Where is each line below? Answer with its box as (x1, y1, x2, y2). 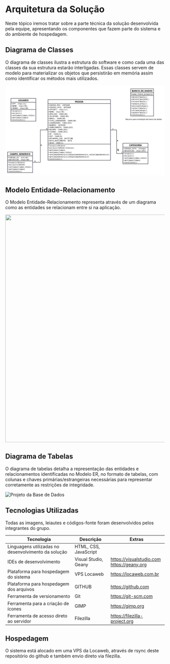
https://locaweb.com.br (110, 571, 159, 577)
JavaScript (74, 549, 97, 555)
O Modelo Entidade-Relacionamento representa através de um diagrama (5, 199, 156, 205)
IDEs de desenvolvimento (7, 559, 61, 565)
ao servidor (7, 618, 31, 624)
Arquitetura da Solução (5, 4, 105, 15)
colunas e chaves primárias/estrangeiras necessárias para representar (5, 476, 153, 482)
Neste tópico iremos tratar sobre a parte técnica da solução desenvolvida (5, 20, 158, 26)
